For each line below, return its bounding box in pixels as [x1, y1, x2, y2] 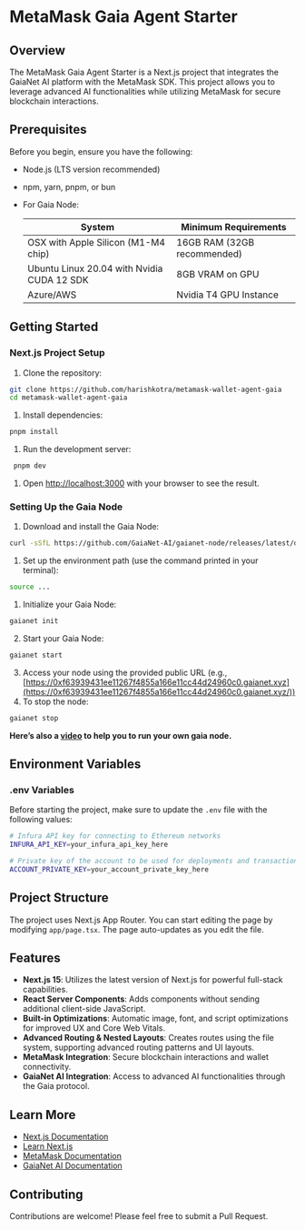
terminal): [22, 565, 59, 576]
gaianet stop [9, 713, 59, 722]
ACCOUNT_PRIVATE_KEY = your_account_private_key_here [9, 864, 209, 874]
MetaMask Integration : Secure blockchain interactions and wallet [22, 1052, 270, 1063]
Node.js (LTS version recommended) [22, 164, 161, 175]
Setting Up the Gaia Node [9, 500, 123, 513]
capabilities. [22, 984, 68, 995]
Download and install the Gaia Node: [22, 521, 160, 532]
